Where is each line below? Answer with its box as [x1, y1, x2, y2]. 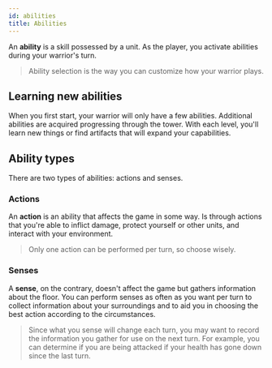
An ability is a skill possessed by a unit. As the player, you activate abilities [8, 41, 258, 51]
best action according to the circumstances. [8, 309, 156, 319]
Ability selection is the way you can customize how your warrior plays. [28, 66, 264, 75]
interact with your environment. [8, 229, 114, 239]
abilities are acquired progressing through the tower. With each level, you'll [8, 119, 259, 130]
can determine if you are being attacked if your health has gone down [28, 342, 262, 352]
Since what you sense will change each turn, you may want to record [28, 325, 260, 335]
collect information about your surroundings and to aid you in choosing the [8, 301, 258, 310]
